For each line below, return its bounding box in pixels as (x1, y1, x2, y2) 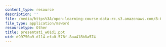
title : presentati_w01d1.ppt (5, 30, 65, 35)
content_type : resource (5, 7, 54, 12)
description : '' (5, 12, 39, 17)
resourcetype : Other (5, 25, 48, 30)
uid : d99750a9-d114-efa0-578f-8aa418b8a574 (5, 35, 96, 40)
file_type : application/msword (5, 21, 70, 26)
